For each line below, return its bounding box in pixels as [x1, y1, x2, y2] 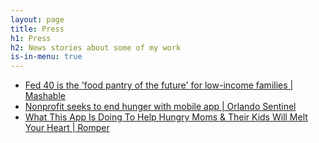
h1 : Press [10, 33, 52, 43]
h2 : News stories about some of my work [10, 42, 182, 53]
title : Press [10, 24, 65, 34]
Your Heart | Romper [24, 122, 110, 134]
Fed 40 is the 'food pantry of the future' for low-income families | [24, 79, 294, 91]
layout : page [10, 14, 65, 25]
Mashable [24, 90, 66, 102]
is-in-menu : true [10, 52, 83, 62]
